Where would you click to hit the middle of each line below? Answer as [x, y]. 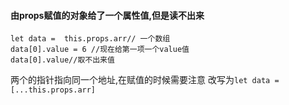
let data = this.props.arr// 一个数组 [90, 39]
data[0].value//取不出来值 [62, 60]
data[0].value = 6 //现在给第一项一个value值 [100, 50]
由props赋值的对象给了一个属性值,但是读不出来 [107, 15]
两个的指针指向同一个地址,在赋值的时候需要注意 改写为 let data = [145, 80]
